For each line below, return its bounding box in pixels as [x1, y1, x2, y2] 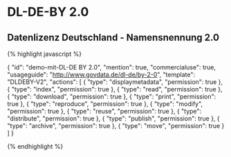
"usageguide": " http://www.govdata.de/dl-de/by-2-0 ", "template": [7, 70, 196, 78]
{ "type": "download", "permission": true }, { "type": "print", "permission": [7, 92, 216, 101]
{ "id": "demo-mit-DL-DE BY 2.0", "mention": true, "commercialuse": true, [7, 63, 216, 71]
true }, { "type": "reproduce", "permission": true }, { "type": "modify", [7, 100, 203, 107]
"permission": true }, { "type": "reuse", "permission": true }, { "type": [7, 107, 202, 115]
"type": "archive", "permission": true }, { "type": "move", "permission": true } [7, 122, 225, 129]
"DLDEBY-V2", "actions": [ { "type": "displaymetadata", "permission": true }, [7, 78, 223, 86]
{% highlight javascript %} [7, 50, 82, 58]
